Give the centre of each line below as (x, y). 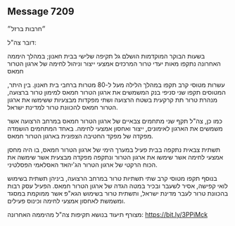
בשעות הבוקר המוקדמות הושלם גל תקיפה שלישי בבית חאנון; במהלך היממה (106, 56)
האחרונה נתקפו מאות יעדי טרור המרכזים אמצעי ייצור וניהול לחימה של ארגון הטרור (114, 64)
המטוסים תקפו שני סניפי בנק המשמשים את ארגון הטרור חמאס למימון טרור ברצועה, (117, 92)
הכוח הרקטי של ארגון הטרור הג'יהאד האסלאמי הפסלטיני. (83, 165)
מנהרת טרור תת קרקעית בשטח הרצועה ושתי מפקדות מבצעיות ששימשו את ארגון (113, 100)
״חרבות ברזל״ (26, 28)
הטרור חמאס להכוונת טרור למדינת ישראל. (63, 107)
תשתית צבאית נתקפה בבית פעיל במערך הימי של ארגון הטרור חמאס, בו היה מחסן (114, 149)
